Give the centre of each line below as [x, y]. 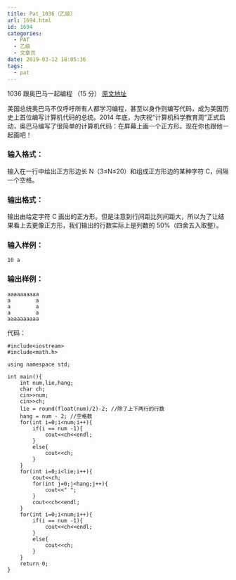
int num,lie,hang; [47, 383]
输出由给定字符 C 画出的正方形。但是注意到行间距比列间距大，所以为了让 [113, 217]
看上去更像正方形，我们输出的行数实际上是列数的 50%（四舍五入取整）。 [118, 225]
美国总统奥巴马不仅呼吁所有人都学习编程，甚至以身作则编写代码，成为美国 [115, 108]
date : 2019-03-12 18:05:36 [47, 60]
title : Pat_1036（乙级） [41, 14]
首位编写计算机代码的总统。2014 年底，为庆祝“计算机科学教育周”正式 [119, 117]
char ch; [33, 389]
